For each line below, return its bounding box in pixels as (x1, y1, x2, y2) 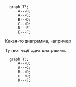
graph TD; (9, 57, 29, 62)
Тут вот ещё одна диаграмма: (5, 48, 66, 53)
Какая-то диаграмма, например (5, 38, 71, 44)
